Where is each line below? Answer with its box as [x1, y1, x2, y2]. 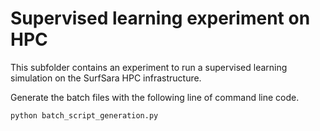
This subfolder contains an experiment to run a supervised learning [10, 61, 288, 73]
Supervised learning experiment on [10, 7, 311, 30]
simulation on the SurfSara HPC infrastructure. [10, 72, 202, 84]
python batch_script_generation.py [10, 110, 159, 121]
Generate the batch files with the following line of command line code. [10, 91, 300, 103]
